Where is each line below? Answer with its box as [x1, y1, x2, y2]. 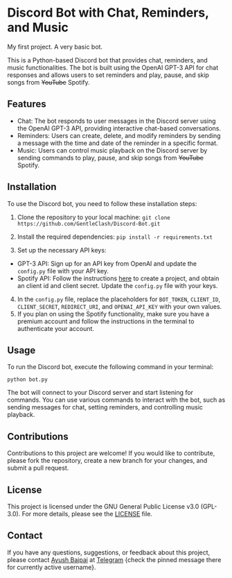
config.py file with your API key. [17, 266, 109, 275]
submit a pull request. [7, 464, 69, 473]
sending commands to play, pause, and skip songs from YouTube [17, 153, 204, 162]
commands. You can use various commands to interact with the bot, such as [7, 396, 226, 404]
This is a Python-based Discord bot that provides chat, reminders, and [7, 56, 208, 64]
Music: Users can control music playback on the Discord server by [17, 146, 208, 154]
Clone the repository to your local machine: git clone [17, 213, 171, 221]
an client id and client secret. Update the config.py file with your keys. [17, 281, 218, 289]
